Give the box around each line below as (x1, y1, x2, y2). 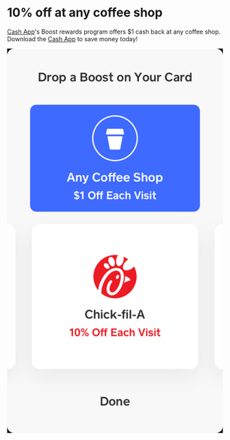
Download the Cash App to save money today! (7, 34, 138, 43)
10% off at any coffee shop (7, 5, 163, 21)
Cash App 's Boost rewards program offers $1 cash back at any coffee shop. (7, 27, 221, 36)
